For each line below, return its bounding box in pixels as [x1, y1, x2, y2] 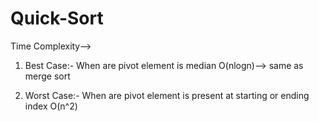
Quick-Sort [10, 7, 104, 30]
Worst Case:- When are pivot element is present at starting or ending [24, 89, 310, 101]
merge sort [24, 70, 71, 82]
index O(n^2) [24, 100, 78, 112]
